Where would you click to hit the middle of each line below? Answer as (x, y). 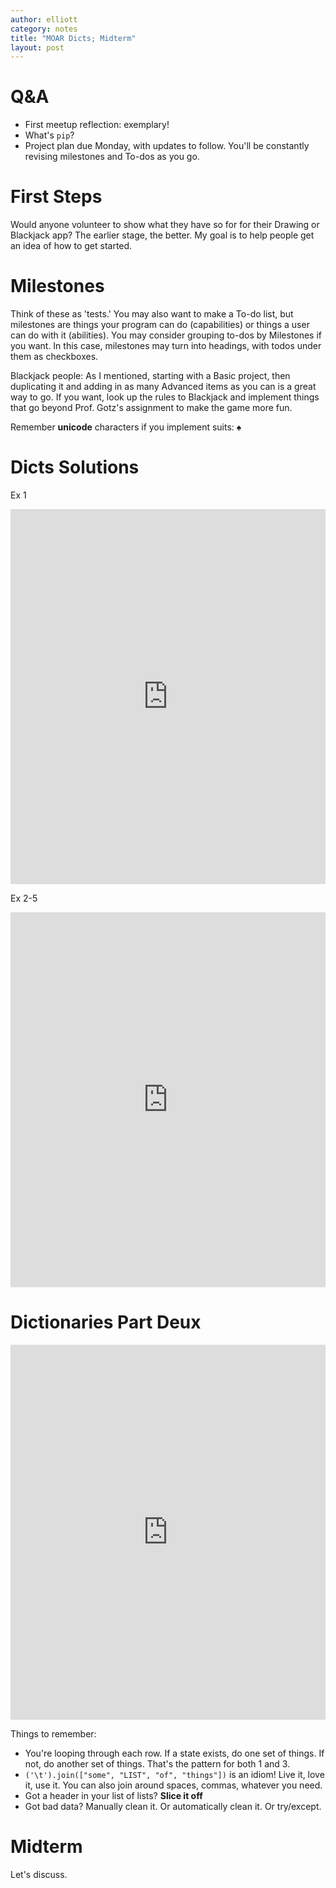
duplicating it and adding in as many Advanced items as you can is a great (163, 387)
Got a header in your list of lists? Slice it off (113, 1795)
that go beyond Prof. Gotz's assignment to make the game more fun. (151, 408)
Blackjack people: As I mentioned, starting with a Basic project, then (150, 376)
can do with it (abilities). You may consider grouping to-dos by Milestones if (166, 335)
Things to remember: (53, 1733)
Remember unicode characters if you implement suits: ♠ (126, 427)
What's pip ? (49, 135)
